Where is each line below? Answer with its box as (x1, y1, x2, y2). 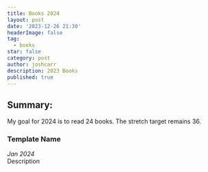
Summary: (7, 99, 53, 110)
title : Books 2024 (7, 10, 60, 17)
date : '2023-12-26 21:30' (7, 23, 81, 29)
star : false (7, 49, 41, 56)
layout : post (7, 16, 45, 23)
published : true (7, 73, 54, 81)
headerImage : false (7, 29, 63, 36)
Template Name (7, 134, 61, 144)
